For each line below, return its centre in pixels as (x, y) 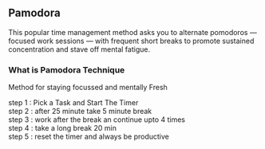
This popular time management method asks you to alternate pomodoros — (132, 32)
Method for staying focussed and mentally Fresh (88, 88)
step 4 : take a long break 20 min (63, 128)
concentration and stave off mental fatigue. (79, 49)
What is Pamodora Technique (67, 69)
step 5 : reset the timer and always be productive (89, 137)
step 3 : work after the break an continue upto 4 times (97, 120)
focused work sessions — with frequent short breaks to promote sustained (131, 41)
